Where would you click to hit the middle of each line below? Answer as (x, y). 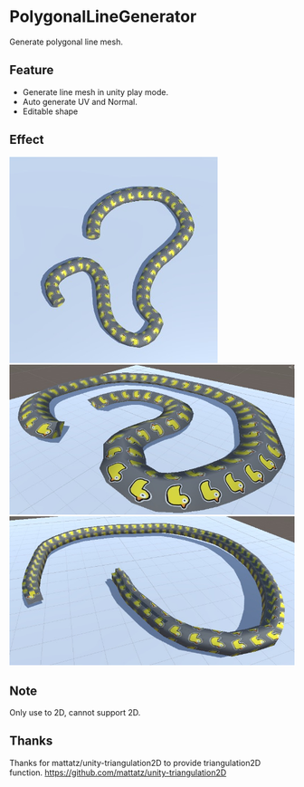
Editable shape (50, 111)
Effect (27, 140)
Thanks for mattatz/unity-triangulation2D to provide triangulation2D (135, 763)
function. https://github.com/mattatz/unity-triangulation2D (118, 773)
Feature (32, 70)
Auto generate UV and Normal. (80, 101)
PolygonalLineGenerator (103, 17)
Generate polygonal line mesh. (66, 42)
